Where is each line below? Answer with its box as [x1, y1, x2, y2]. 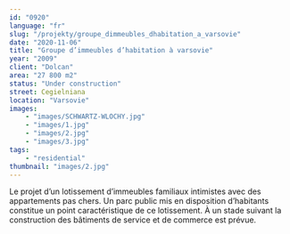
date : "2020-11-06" [9, 37, 82, 47]
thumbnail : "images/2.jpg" [9, 162, 110, 171]
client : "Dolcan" [9, 63, 74, 72]
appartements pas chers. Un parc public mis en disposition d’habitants [9, 196, 269, 206]
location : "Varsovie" [9, 95, 90, 105]
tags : [9, 145, 29, 154]
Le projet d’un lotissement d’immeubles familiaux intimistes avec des [9, 186, 261, 197]
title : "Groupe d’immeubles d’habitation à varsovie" [9, 46, 214, 55]
